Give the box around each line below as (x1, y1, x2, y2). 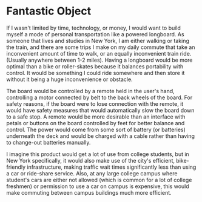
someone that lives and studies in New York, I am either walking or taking (6, 37, 190, 44)
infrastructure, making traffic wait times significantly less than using (27, 163, 197, 171)
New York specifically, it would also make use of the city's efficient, (6, 157, 175, 164)
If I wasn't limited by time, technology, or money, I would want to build (6, 24, 181, 31)
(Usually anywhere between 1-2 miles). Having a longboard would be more (6, 56, 193, 64)
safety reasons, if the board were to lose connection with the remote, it (6, 100, 184, 107)
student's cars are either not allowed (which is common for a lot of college (6, 176, 192, 183)
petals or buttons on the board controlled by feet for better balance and (6, 119, 185, 126)
